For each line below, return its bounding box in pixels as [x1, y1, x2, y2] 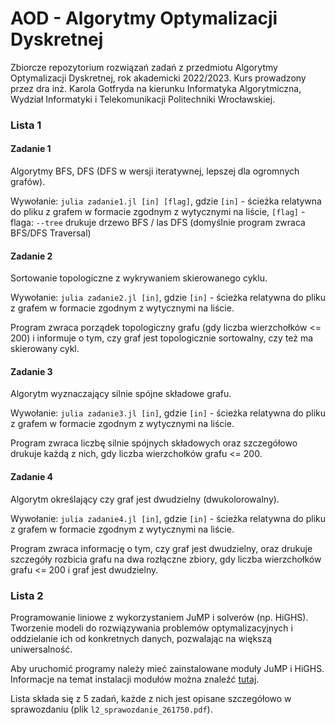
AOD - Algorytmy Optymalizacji [10, 7, 278, 30]
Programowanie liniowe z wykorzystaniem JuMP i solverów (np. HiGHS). [10, 611, 309, 623]
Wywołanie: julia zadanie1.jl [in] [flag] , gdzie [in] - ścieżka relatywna [10, 195, 322, 207]
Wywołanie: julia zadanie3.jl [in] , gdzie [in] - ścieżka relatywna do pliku [10, 407, 326, 419]
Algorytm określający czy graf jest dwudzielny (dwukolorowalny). [10, 493, 280, 505]
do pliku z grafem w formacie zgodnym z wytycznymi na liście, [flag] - [10, 206, 306, 218]
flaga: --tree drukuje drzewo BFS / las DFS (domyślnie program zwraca [10, 217, 306, 229]
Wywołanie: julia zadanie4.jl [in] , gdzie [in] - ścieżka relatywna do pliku [10, 512, 326, 524]
